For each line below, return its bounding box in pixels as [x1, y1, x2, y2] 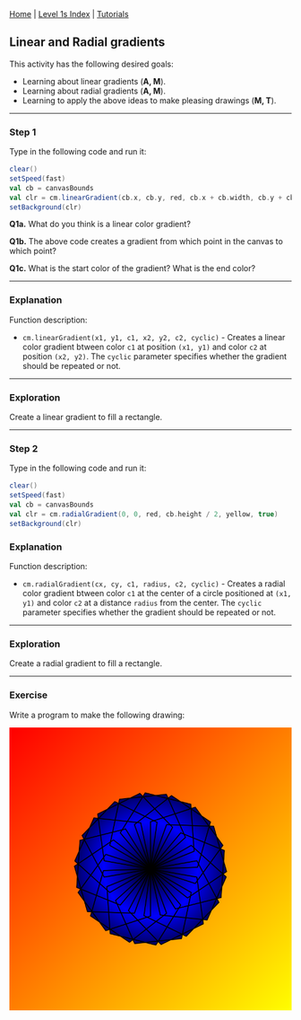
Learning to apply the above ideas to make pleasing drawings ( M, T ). [21, 94, 277, 106]
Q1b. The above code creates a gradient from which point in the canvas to [9, 236, 284, 247]
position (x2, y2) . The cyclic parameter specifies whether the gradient [21, 350, 287, 362]
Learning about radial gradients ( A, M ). [21, 85, 166, 96]
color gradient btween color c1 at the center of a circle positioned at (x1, [21, 588, 292, 599]
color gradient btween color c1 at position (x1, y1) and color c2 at [21, 341, 267, 352]
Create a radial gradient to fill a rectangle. [9, 658, 163, 669]
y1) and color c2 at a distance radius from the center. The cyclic [21, 597, 262, 609]
